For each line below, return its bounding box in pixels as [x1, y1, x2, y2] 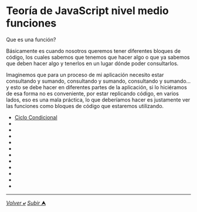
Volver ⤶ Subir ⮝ [6, 199, 46, 206]
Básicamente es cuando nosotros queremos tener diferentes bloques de [6, 47, 181, 54]
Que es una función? [6, 36, 56, 43]
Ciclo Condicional [14, 113, 57, 121]
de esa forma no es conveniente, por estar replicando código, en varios [6, 90, 179, 97]
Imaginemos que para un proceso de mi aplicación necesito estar [6, 71, 164, 78]
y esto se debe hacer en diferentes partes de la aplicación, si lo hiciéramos [6, 83, 188, 90]
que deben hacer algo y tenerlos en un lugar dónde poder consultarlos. [6, 60, 179, 67]
